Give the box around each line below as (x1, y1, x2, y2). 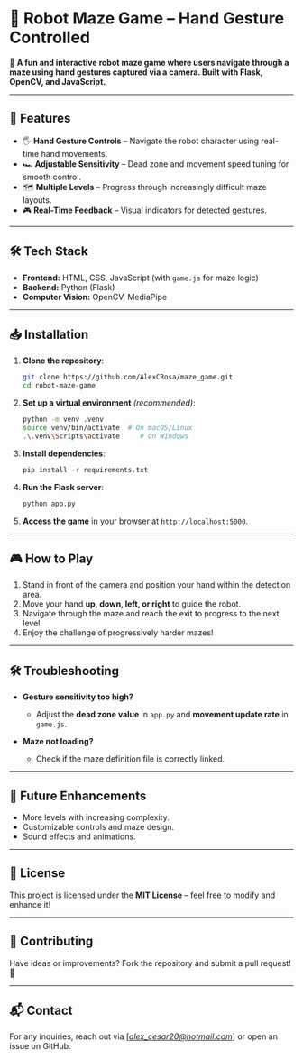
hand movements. (41, 148, 108, 159)
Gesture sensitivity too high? (22, 691, 133, 702)
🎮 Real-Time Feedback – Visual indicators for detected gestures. (22, 205, 268, 215)
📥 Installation (9, 326, 89, 342)
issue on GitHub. (9, 1041, 71, 1052)
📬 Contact (9, 1002, 73, 1018)
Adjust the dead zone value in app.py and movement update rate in (35, 709, 289, 720)
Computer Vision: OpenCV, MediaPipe (22, 291, 168, 302)
